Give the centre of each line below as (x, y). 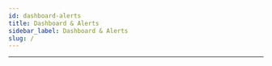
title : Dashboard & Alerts (54, 23)
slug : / (21, 38)
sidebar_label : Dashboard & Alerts (68, 31)
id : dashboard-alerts (45, 16)
